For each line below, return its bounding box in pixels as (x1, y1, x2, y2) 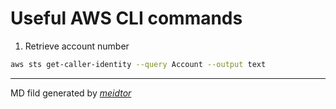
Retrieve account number (24, 40, 130, 52)
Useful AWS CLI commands (10, 7, 243, 30)
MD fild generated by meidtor (10, 87, 132, 99)
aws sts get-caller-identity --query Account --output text (10, 59, 267, 69)
